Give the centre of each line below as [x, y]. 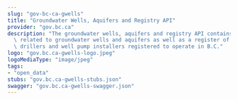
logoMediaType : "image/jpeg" [50, 60]
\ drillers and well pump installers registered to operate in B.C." [118, 46]
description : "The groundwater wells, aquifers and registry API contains [120, 33]
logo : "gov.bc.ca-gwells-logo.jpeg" [61, 54]
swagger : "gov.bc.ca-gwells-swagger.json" [71, 86]
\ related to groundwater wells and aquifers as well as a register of [122, 40]
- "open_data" [28, 73]
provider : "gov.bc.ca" [41, 27]
